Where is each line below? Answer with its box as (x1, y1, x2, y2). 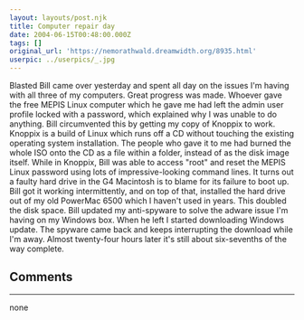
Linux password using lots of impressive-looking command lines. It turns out (9, 166, 294, 177)
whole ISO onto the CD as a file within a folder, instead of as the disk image (9, 147, 290, 158)
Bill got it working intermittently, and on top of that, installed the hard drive (9, 186, 286, 196)
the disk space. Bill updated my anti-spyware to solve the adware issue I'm (9, 205, 289, 215)
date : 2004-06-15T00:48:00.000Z (9, 30, 131, 39)
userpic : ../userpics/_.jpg (9, 55, 116, 64)
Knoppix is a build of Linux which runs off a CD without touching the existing (9, 128, 295, 138)
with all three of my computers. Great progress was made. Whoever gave (9, 89, 282, 100)
